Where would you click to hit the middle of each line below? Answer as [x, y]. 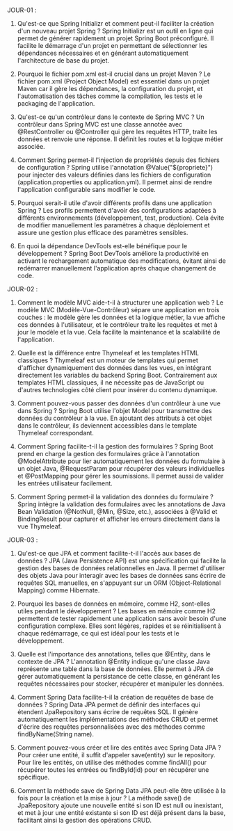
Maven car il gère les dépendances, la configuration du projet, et [110, 89]
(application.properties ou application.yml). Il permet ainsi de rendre [115, 182]
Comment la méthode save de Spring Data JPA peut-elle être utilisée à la [121, 791]
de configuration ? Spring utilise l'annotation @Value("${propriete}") [115, 167]
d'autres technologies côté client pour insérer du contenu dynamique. [117, 390]
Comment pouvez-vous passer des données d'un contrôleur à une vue [119, 403]
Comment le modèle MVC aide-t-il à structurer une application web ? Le [120, 302]
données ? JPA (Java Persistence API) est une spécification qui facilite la [122, 560]
